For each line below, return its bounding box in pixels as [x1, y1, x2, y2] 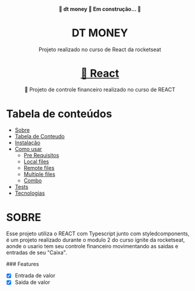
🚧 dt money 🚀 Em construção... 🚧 [58, 5, 141, 12]
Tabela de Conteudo [14, 133, 65, 140]
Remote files [23, 165, 55, 172]
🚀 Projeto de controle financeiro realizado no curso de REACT [24, 86, 175, 93]
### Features [6, 261, 39, 268]
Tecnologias [14, 189, 45, 197]
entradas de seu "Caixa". [6, 249, 67, 256]
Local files [23, 158, 49, 165]
